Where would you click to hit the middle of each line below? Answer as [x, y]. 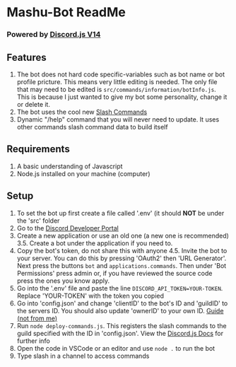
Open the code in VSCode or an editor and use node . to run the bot [116, 348]
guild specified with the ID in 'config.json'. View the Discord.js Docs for [120, 333]
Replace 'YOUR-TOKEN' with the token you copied [90, 296]
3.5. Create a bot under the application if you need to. [95, 243]
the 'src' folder [38, 221]
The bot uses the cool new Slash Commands [82, 112]
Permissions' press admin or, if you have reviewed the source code [114, 273]
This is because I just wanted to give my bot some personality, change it [122, 97]
